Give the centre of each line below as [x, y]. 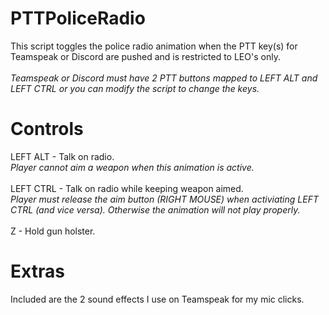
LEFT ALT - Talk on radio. [62, 156]
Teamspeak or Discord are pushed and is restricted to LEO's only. [145, 56]
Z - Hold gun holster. [53, 231]
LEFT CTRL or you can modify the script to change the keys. [135, 88]
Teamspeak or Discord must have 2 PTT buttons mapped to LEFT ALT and [164, 78]
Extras [37, 271]
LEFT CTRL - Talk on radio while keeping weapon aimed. [127, 188]
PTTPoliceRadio [78, 18]
